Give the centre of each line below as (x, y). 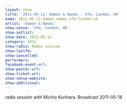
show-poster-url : (23, 69)
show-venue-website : (26, 78)
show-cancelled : (22, 55)
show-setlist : (20, 33)
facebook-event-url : (26, 65)
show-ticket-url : (23, 74)
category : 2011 (21, 42)
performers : (17, 60)
